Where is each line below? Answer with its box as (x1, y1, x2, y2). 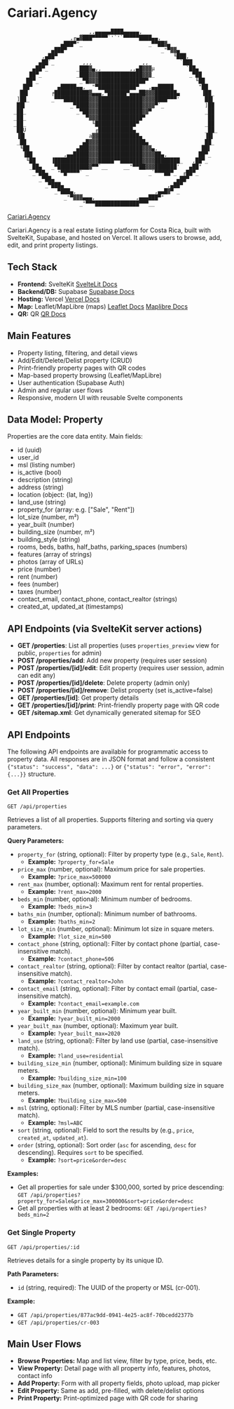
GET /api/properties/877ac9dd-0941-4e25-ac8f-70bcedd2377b (17, 1311, 194, 1318)
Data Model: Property (7, 413, 104, 425)
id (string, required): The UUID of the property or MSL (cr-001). (17, 1283, 201, 1292)
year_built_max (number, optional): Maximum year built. (17, 1022, 179, 1030)
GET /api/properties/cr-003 (17, 1319, 99, 1326)
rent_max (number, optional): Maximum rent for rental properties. (17, 880, 204, 888)
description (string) (17, 476, 74, 484)
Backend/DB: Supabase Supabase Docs (17, 287, 135, 295)
